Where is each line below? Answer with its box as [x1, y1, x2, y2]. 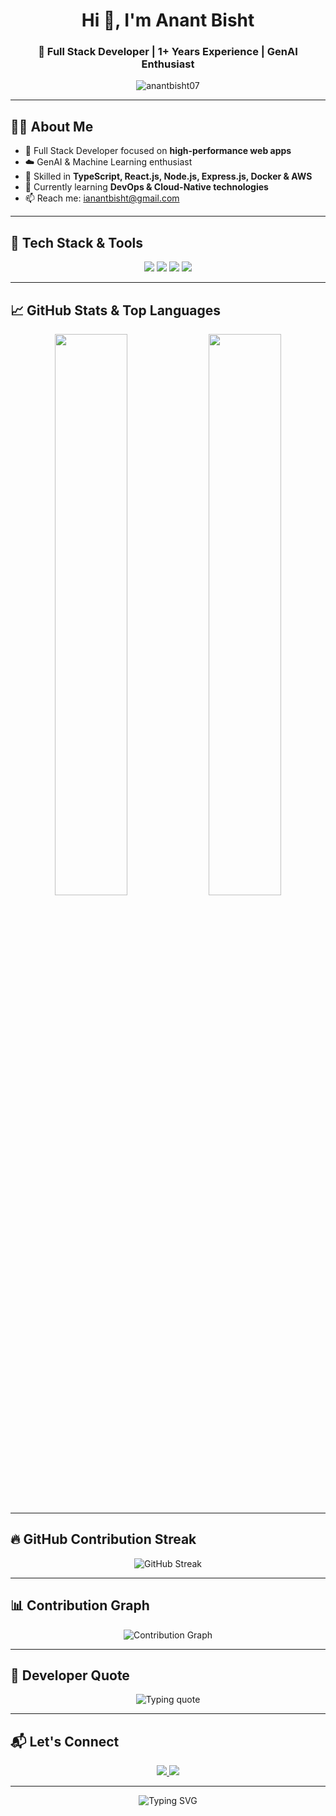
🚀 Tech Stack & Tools [10, 234, 143, 251]
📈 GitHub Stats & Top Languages [10, 302, 221, 319]
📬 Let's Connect [10, 1733, 120, 1750]
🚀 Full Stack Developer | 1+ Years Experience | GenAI [38, 45, 298, 59]
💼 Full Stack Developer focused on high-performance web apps [24, 145, 292, 157]
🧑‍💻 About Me [10, 118, 94, 135]
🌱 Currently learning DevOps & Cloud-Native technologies [24, 181, 269, 193]
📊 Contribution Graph [10, 1597, 150, 1614]
